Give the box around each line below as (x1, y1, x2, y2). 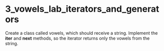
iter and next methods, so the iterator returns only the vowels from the (5, 35, 150, 41)
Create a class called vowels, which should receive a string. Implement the (5, 30, 158, 36)
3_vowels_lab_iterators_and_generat (5, 3, 160, 15)
